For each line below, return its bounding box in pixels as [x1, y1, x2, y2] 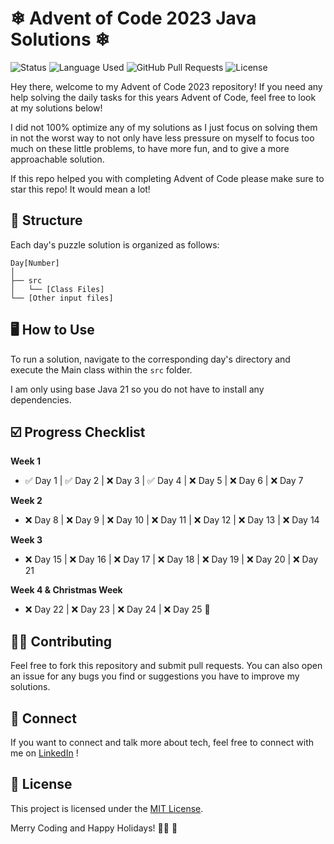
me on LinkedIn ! [10, 747, 79, 759]
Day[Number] [10, 258, 60, 268]
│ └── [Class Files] [10, 284, 105, 294]
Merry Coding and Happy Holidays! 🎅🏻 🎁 [10, 822, 178, 834]
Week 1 [10, 455, 41, 467]
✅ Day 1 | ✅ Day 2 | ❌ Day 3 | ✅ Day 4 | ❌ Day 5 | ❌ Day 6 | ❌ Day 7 [24, 475, 304, 487]
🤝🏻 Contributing [10, 633, 113, 650]
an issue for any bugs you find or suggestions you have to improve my [10, 670, 300, 682]
